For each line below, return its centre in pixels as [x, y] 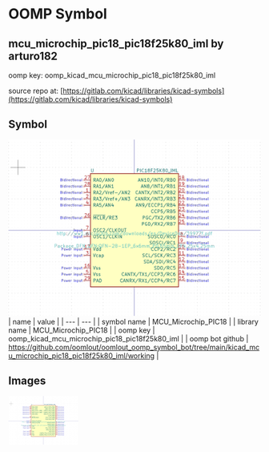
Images [27, 381]
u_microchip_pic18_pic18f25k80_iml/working [81, 355]
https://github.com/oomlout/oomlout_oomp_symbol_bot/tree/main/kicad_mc [134, 347]
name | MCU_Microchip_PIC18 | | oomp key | [82, 330]
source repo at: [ [36, 91]
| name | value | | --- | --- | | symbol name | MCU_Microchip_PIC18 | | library [133, 321]
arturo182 [33, 56]
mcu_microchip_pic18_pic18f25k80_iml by [116, 44]
